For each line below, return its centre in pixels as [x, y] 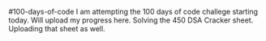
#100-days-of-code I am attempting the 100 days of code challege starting [133, 12]
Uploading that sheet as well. [57, 29]
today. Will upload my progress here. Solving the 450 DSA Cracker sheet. [131, 20]
